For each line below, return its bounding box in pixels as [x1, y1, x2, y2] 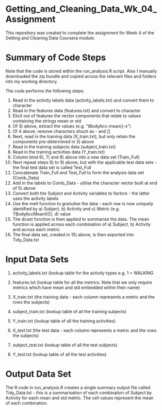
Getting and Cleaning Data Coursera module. [5, 35, 96, 41]
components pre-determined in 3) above [12, 139, 94, 144]
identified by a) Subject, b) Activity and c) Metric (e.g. [12, 206, 120, 212]
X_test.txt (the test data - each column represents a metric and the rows [12, 327, 157, 333]
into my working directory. [5, 78, 58, 84]
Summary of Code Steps [5, 52, 106, 63]
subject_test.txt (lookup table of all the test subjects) [12, 342, 118, 348]
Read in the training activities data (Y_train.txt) [12, 149, 105, 155]
